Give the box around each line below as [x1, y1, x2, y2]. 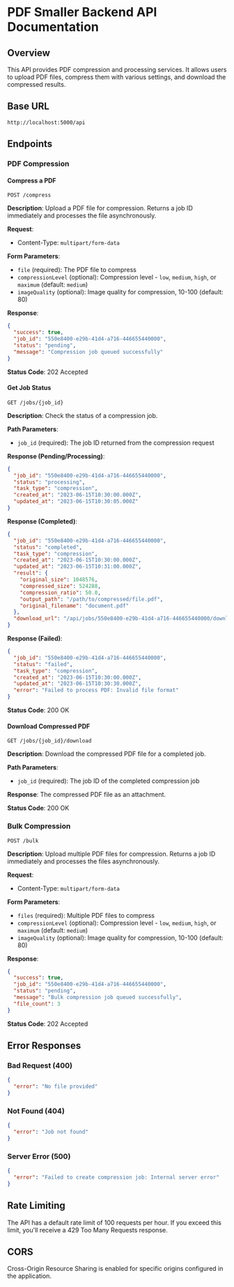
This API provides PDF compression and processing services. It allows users [7, 66, 227, 73]
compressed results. [7, 80, 66, 88]
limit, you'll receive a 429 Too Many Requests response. [7, 1225, 169, 1234]
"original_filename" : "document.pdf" [19, 602, 130, 609]
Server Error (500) [7, 1151, 71, 1161]
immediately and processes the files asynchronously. [7, 857, 160, 865]
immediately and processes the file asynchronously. [7, 211, 157, 220]
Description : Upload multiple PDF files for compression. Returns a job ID [7, 849, 216, 858]
